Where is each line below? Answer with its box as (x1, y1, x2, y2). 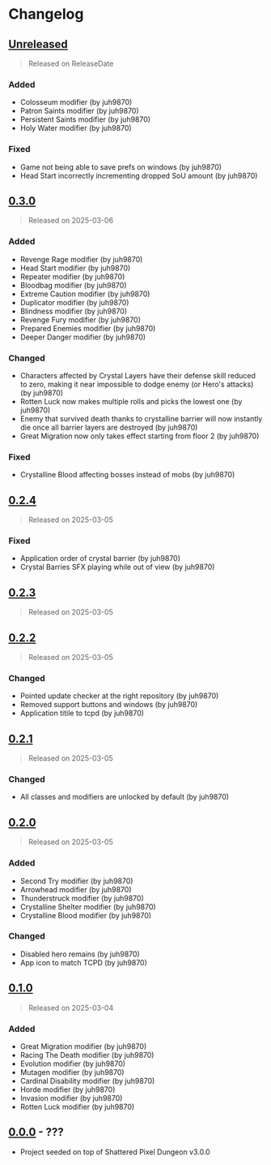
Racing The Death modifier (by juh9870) (19, 1050, 155, 1059)
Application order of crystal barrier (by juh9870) (19, 554, 180, 563)
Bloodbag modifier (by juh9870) (19, 280, 127, 290)
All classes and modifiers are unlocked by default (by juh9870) (19, 792, 229, 802)
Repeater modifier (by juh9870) (19, 271, 125, 281)
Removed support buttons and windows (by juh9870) (19, 700, 198, 710)
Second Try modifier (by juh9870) (19, 876, 133, 886)
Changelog (8, 5, 84, 24)
